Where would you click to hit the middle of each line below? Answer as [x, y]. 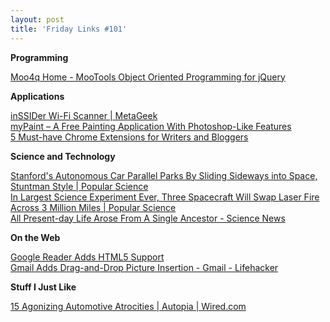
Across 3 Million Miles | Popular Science [93, 207]
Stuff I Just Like [43, 287]
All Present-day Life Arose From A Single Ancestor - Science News [148, 218]
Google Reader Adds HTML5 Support [87, 257]
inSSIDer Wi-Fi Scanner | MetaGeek [84, 115]
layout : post [37, 19]
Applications [37, 96]
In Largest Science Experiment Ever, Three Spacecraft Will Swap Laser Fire [165, 197]
